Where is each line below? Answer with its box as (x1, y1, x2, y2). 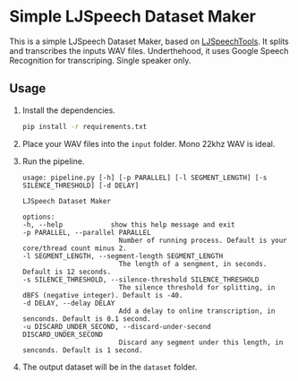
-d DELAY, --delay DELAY (21, 299, 115, 307)
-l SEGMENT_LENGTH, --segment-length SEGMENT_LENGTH (21, 251, 224, 261)
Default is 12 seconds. (21, 267, 112, 276)
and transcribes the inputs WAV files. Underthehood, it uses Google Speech (9, 45, 289, 56)
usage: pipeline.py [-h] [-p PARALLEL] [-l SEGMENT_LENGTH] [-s (21, 173, 268, 182)
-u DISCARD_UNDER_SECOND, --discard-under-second (21, 322, 212, 331)
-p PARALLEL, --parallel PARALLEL (21, 228, 151, 237)
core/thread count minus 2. (21, 244, 127, 253)
